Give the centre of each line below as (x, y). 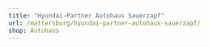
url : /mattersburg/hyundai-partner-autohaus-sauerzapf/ (104, 23)
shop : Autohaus (34, 30)
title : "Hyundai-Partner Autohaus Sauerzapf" (86, 16)
